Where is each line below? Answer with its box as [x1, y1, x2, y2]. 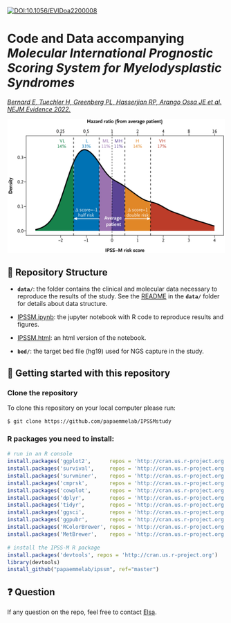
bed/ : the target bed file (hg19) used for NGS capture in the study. [17, 347, 204, 356]
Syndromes [7, 75, 75, 91]
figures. [17, 320, 39, 329]
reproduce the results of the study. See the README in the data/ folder [17, 292, 220, 300]
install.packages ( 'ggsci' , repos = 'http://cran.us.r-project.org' [7, 509, 228, 516]
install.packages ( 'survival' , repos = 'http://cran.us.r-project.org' [7, 465, 228, 472]
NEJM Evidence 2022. [7, 105, 71, 114]
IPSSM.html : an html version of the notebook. [17, 334, 147, 342]
